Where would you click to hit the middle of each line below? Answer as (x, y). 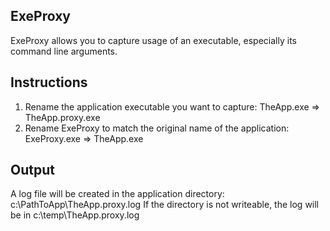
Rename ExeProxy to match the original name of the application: (157, 128)
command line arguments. (64, 51)
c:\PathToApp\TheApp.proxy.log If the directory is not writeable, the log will (165, 205)
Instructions (49, 82)
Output (32, 170)
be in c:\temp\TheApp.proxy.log (75, 215)
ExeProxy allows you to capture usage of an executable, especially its (153, 40)
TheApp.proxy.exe (62, 117)
